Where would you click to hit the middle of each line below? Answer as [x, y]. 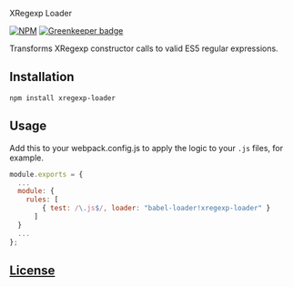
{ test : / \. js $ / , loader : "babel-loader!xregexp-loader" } [157, 209]
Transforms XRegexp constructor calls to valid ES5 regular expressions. [144, 48]
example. [26, 158]
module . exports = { [46, 174]
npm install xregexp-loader [63, 98]
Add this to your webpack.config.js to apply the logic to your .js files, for [146, 148]
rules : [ [42, 200]
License [32, 270]
